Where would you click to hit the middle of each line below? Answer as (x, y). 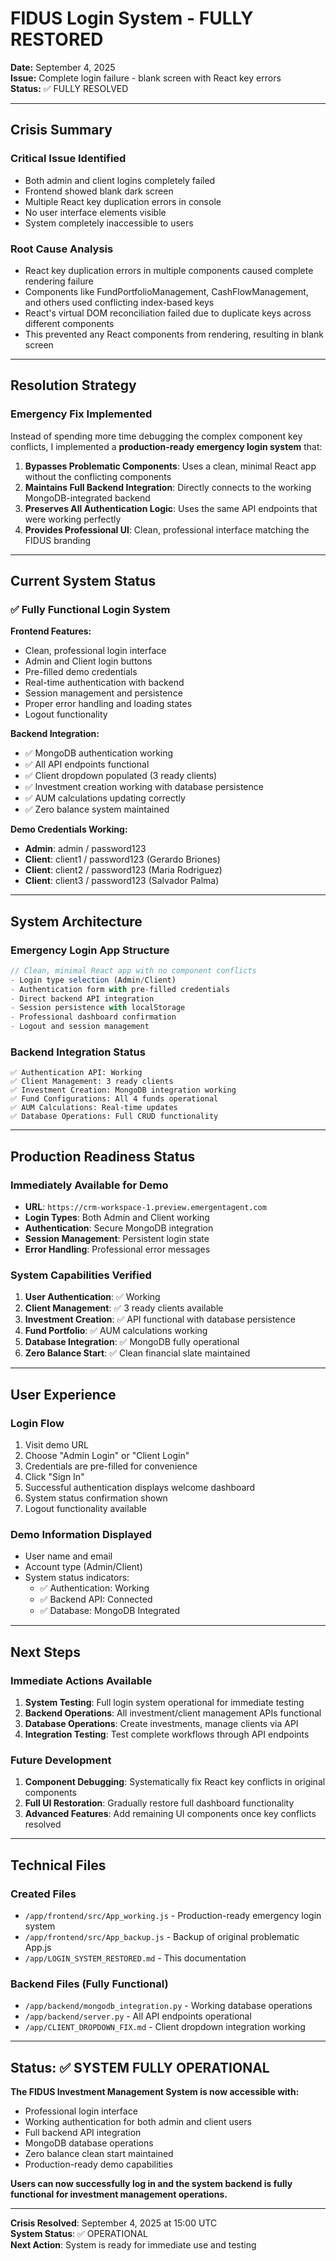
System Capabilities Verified (81, 1275)
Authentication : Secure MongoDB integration (119, 1228)
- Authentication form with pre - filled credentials (120, 989)
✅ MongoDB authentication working (99, 753)
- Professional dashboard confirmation (93, 1017)
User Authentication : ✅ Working (92, 1297)
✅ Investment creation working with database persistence (144, 787)
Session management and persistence (103, 693)
